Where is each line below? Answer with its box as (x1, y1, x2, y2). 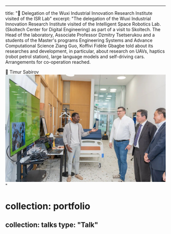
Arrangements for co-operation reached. (5, 59, 91, 65)
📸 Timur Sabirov (5, 69, 39, 75)
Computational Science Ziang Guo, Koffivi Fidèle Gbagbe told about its (5, 43, 154, 49)
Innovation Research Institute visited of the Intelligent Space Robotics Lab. (5, 21, 161, 27)
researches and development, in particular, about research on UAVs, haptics (5, 48, 165, 54)
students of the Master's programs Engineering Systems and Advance (5, 37, 153, 43)
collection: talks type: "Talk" (5, 221, 98, 229)
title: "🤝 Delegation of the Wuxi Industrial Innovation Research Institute (5, 10, 153, 16)
